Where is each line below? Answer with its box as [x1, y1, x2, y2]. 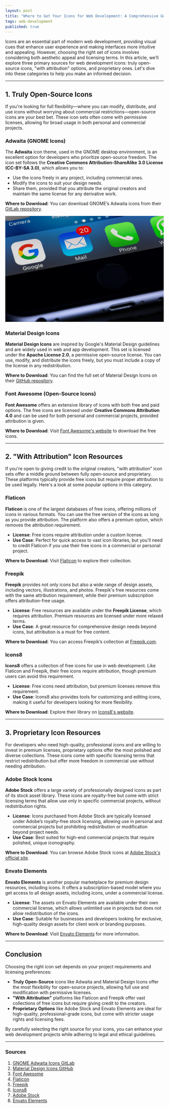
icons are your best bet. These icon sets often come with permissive [5, 114, 147, 121]
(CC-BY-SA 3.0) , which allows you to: [5, 165, 84, 171]
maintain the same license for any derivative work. [12, 191, 117, 197]
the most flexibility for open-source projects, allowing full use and [12, 984, 149, 990]
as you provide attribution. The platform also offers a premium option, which [5, 516, 163, 522]
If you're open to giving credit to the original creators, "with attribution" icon [5, 465, 162, 472]
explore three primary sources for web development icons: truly [5, 60, 137, 66]
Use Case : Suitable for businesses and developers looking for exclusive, [12, 915, 162, 921]
